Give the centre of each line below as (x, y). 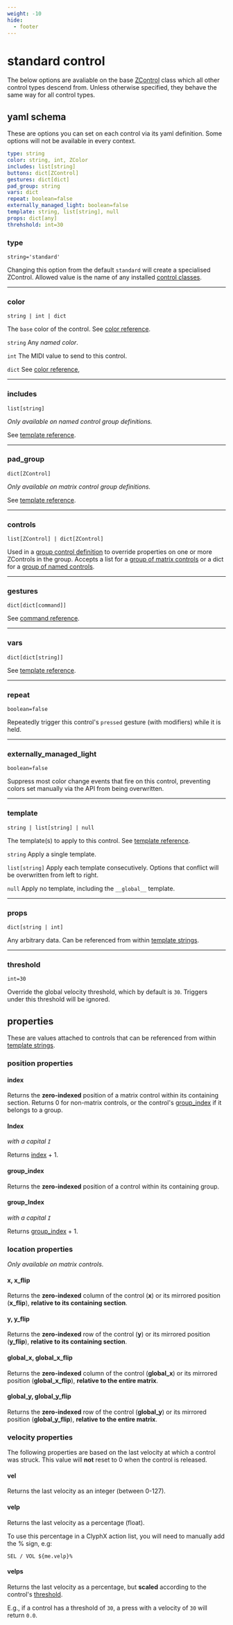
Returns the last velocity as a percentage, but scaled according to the (107, 1587)
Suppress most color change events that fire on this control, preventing (109, 781)
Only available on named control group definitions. (80, 421)
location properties (40, 1249)
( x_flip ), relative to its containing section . (67, 1303)
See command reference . (43, 619)
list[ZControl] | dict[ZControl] (55, 539)
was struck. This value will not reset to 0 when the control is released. (107, 1460)
